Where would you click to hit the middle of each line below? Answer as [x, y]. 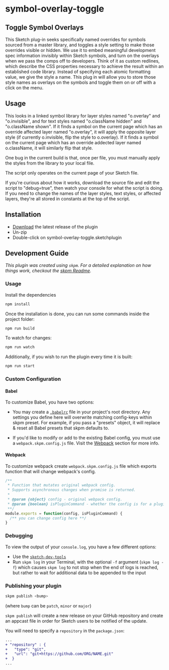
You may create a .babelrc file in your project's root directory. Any [81, 412]
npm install [18, 304]
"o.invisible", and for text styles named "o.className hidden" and [73, 121]
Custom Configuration [33, 379]
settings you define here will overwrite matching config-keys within [82, 417]
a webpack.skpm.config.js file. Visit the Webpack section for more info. [86, 443]
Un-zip [20, 232]
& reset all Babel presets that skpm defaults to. [61, 428]
